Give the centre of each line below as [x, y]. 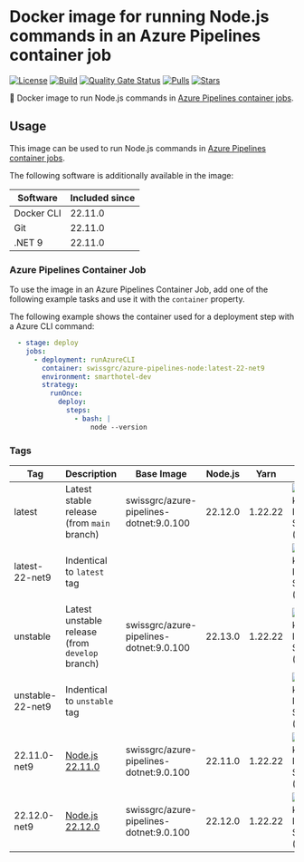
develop [82, 653]
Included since [103, 198]
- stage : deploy [48, 343]
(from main [88, 523]
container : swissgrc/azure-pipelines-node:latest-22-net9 [153, 368]
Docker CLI [38, 213]
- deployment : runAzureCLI [84, 360]
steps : [79, 411]
